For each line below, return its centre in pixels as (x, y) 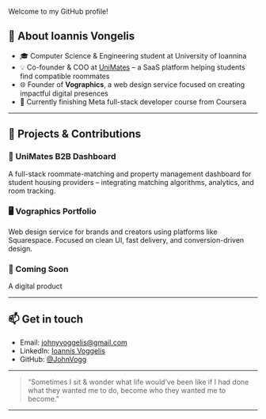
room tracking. (32, 191)
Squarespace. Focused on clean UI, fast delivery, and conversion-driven (126, 240)
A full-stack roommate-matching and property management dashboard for (130, 174)
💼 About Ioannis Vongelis (72, 36)
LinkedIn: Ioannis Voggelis (62, 350)
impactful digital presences (64, 93)
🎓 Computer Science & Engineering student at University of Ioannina (133, 55)
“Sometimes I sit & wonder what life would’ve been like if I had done (138, 382)
